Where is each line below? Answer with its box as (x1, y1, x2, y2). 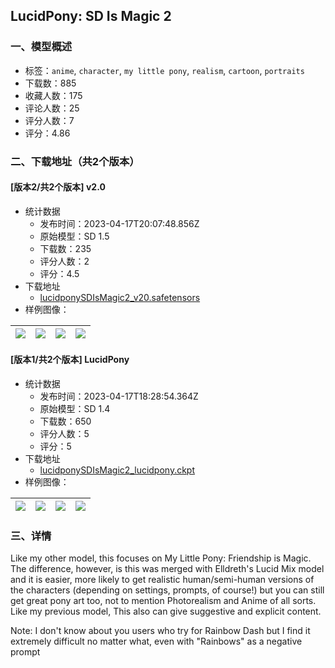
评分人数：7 (24, 114, 75, 126)
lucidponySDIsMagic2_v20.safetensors (39, 291, 201, 303)
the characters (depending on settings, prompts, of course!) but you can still (10, 584, 325, 596)
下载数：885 (24, 77, 77, 89)
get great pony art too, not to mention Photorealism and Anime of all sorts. (10, 595, 317, 607)
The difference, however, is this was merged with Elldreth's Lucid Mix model (10, 563, 325, 575)
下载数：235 (39, 242, 92, 254)
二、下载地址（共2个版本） (10, 154, 140, 168)
